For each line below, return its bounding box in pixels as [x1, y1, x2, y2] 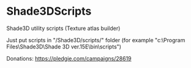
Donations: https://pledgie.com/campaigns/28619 [6, 55, 132, 62]
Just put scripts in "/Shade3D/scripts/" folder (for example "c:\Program [6, 36, 185, 43]
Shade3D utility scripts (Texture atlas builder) [6, 25, 121, 32]
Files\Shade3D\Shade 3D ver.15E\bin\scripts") [6, 43, 121, 50]
